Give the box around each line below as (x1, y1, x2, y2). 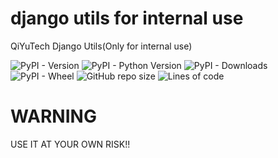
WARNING (10, 105, 97, 128)
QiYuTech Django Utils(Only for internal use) (10, 40, 193, 52)
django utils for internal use (10, 7, 244, 30)
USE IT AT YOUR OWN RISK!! (10, 138, 131, 150)
